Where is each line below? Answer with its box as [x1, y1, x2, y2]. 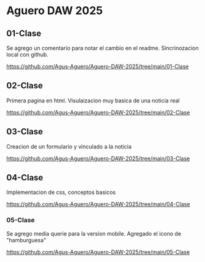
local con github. [6, 51, 49, 58]
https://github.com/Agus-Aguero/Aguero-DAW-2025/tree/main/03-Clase [6, 155, 190, 162]
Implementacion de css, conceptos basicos [6, 188, 116, 196]
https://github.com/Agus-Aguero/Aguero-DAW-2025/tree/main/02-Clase [6, 109, 190, 116]
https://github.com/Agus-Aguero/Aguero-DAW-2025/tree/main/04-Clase [6, 201, 190, 208]
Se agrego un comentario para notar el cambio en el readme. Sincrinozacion [6, 44, 199, 52]
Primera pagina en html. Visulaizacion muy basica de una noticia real [6, 96, 180, 104]
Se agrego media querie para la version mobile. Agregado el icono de [6, 229, 182, 237]
